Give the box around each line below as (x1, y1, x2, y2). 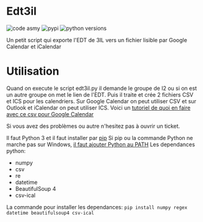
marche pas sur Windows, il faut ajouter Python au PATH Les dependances (6, 141, 196, 148)
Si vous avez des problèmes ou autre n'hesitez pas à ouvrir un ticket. (6, 122, 180, 130)
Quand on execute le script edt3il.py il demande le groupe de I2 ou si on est (6, 84, 197, 92)
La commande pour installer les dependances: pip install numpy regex (6, 203, 188, 210)
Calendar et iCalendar (6, 43, 62, 50)
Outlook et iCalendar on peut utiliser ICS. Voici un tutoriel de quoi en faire (6, 104, 191, 111)
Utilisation (6, 64, 59, 78)
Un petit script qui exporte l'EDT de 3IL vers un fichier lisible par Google (6, 36, 188, 43)
